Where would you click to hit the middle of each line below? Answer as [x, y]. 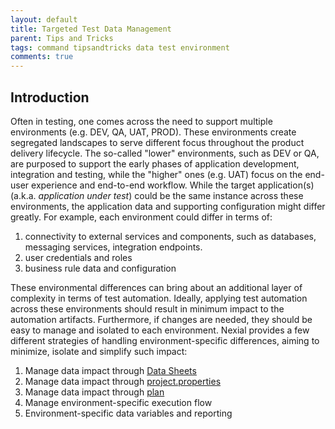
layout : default [44, 19]
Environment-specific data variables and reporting [128, 413]
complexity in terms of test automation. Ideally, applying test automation [159, 298]
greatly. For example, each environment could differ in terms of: [141, 217]
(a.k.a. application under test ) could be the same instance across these [157, 195]
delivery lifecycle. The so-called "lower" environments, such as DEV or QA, [165, 153]
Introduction [50, 97]
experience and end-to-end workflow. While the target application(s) [173, 185]
